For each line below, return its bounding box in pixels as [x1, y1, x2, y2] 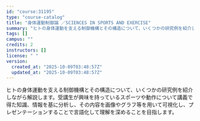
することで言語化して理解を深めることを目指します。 [47, 109, 177, 116]
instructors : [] [6, 47, 46, 53]
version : [6, 58, 28, 64]
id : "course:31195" [6, 8, 55, 15]
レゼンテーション [6, 109, 48, 116]
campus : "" [6, 36, 33, 42]
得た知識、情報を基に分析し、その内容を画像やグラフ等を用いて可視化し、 [6, 101, 189, 109]
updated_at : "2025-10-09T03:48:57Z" [11, 69, 102, 75]
